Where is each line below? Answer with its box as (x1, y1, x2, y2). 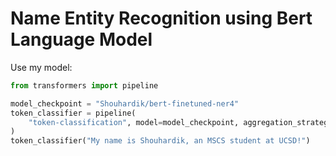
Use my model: (10, 61, 73, 73)
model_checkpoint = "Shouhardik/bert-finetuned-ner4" (10, 98, 240, 109)
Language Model (10, 28, 153, 51)
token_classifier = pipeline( (10, 108, 137, 118)
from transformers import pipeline (10, 80, 159, 91)
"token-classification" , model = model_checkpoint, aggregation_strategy (28, 117, 333, 127)
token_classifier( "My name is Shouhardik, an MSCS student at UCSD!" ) (10, 136, 311, 146)
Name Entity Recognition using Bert (10, 7, 313, 30)
